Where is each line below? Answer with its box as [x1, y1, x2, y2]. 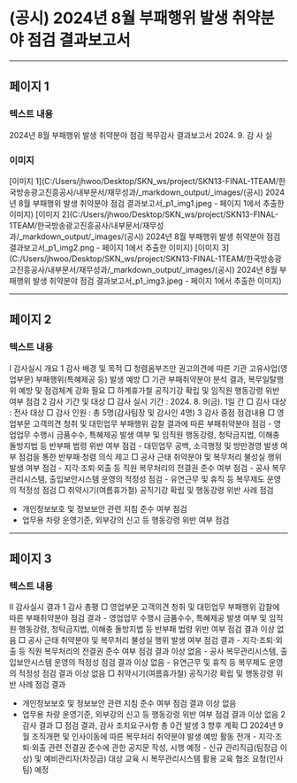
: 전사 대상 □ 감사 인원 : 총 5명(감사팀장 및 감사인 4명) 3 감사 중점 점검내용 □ [9, 407, 276, 417]
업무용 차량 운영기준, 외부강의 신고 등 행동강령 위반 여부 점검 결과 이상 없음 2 [21, 709, 286, 720]
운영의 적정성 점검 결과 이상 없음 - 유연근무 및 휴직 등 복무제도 [54, 657, 267, 668]
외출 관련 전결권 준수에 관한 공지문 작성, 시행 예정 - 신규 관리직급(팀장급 [31, 742, 278, 753]
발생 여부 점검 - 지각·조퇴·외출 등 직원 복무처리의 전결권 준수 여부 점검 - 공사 [9, 462, 270, 473]
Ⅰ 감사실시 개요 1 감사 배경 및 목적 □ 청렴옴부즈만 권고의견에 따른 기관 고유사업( [9, 362, 281, 373]
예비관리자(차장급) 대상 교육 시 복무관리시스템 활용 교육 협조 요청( [43, 754, 270, 764]
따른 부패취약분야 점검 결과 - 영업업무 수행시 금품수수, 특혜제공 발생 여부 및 [9, 613, 267, 624]
